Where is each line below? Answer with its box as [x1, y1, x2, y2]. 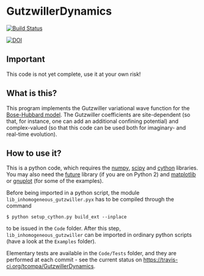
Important [6, 54, 45, 65]
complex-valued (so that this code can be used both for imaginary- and [6, 124, 186, 131]
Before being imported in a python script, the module [6, 189, 140, 196]
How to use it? [6, 148, 62, 159]
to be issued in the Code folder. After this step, [6, 225, 121, 232]
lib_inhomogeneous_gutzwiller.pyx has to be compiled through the [6, 196, 175, 203]
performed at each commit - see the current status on [6, 256, 142, 264]
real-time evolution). [6, 130, 57, 138]
